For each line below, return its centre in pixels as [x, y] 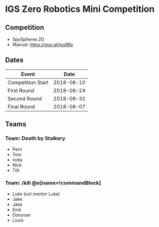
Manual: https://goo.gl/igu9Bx [42, 45]
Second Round [25, 99]
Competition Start [28, 82]
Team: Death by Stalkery [35, 138]
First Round [21, 90]
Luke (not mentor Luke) [36, 194]
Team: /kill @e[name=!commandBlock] [53, 183]
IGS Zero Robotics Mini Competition [80, 9]
